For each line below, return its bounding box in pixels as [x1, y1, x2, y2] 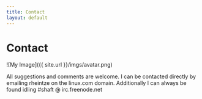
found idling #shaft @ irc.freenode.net [6, 86, 103, 94]
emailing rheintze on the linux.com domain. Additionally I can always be [6, 79, 187, 87]
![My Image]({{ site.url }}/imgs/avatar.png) [6, 61, 113, 68]
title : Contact [6, 9, 45, 15]
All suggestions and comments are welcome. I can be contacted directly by [6, 73, 196, 80]
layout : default [6, 15, 48, 21]
